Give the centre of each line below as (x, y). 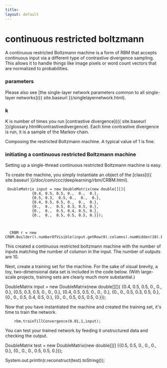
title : (12, 10)
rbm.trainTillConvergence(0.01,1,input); (57, 321)
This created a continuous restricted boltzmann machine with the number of (83, 246)
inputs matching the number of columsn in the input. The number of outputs (83, 252)
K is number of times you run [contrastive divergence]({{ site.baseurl (76, 121)
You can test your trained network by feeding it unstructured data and (77, 331)
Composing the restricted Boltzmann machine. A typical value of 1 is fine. (80, 142)
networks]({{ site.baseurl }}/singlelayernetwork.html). (71, 97)
